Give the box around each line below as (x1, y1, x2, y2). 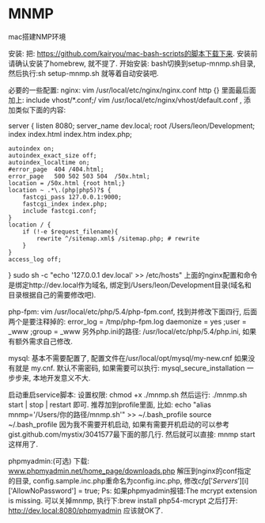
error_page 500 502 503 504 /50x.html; (8, 172, 150, 180)
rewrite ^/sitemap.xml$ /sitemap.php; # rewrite (36, 234, 200, 242)
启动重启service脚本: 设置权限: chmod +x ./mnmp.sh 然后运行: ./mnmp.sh (8, 389, 248, 400)
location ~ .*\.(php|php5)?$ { (8, 186, 112, 194)
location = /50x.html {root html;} (8, 179, 126, 187)
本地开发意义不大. (32, 373, 91, 382)
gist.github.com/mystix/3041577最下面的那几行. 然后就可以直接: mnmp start (8, 429, 256, 439)
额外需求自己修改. (14, 336, 74, 346)
